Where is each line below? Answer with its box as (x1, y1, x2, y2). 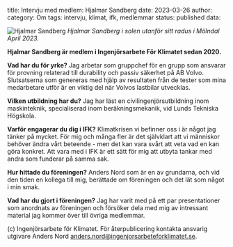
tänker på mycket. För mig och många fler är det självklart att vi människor (7, 132, 220, 141)
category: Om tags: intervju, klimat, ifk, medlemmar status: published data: (7, 13, 221, 22)
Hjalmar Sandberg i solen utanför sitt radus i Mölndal (67, 27, 220, 35)
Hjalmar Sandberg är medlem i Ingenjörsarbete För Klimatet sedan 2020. (7, 48, 222, 56)
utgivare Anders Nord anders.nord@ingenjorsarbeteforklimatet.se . (7, 232, 198, 240)
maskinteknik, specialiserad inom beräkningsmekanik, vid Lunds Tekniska (7, 104, 219, 112)
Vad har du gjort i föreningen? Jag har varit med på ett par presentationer (7, 196, 220, 205)
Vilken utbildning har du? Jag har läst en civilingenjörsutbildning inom (7, 97, 209, 105)
